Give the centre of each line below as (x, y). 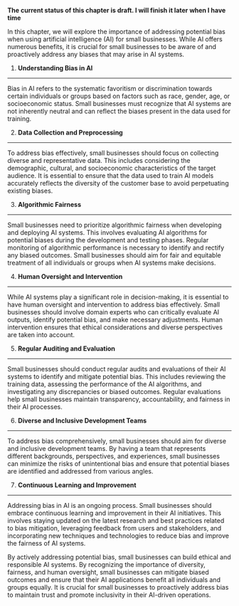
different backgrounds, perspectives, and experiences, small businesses (114, 456)
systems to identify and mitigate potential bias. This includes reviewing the (117, 377)
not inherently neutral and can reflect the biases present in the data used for (119, 111)
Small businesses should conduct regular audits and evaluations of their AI (117, 369)
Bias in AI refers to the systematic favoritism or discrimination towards (110, 89)
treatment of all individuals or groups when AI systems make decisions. (112, 263)
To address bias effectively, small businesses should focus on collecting (113, 153)
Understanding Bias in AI (55, 68)
